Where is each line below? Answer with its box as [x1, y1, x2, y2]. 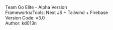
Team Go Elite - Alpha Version [5, 4, 67, 10]
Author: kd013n [5, 20, 37, 26]
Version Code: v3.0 [5, 15, 45, 20]
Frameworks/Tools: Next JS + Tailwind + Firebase [5, 9, 108, 15]
